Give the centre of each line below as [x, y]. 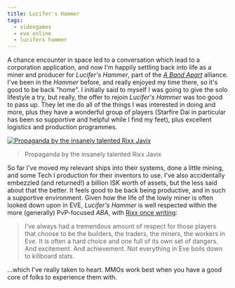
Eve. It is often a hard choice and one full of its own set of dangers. [121, 241]
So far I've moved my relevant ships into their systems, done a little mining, [116, 168]
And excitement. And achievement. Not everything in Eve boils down [123, 249]
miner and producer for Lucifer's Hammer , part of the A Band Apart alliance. [118, 75]
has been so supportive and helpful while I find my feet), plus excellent [109, 119]
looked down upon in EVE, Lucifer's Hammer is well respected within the [112, 205]
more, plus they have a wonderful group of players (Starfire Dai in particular [117, 112]
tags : [15, 20]
